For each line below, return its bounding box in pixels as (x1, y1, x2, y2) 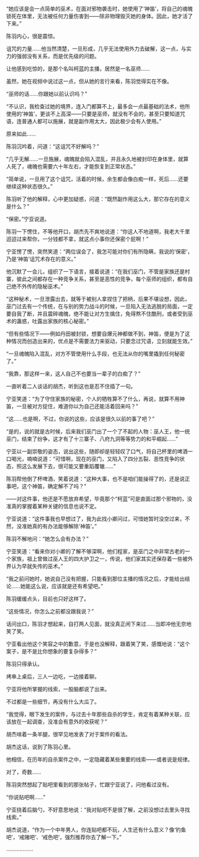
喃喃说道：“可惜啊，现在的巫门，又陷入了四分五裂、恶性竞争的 (26, 455, 180, 462)
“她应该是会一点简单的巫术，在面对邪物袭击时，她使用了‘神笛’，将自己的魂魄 (6, 5, 193, 12)
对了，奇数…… (6, 769, 41, 775)
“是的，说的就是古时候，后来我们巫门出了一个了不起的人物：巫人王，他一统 (6, 428, 191, 435)
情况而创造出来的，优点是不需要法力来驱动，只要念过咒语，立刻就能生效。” (11, 338, 193, 345)
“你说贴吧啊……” (6, 794, 46, 801)
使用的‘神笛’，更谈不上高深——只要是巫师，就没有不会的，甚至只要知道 (6, 110, 181, 117)
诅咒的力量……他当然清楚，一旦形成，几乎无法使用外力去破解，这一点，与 (6, 45, 187, 52)
